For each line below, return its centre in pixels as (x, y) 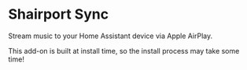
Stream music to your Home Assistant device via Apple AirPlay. (111, 36)
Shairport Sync (58, 14)
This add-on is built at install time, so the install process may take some (124, 51)
